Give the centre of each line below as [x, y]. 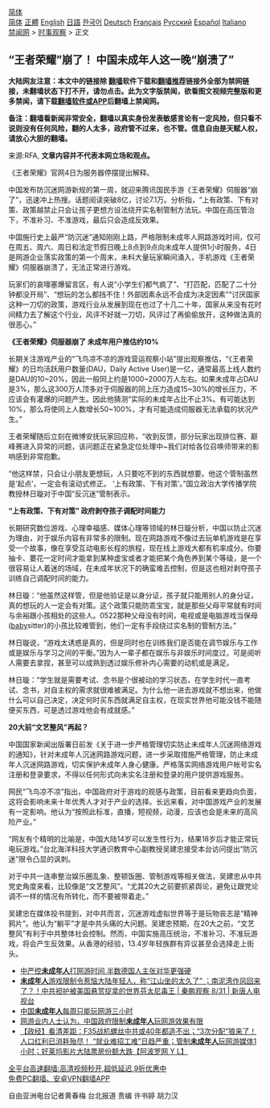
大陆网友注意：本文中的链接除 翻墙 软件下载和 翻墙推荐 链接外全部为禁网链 [129, 81]
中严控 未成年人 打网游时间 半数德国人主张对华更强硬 [105, 970]
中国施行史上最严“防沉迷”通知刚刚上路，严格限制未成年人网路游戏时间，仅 [131, 237]
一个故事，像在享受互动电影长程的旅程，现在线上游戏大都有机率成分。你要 [138, 548]
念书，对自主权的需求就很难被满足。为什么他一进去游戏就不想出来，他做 [142, 689]
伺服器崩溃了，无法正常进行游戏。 [78, 267]
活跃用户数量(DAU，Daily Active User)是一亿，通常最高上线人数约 [152, 369]
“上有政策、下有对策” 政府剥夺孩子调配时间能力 [87, 511]
